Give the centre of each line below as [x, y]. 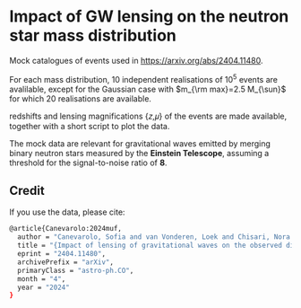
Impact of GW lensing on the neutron [149, 17]
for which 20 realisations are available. [81, 98]
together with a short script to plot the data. [90, 126]
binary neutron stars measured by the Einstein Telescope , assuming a [139, 153]
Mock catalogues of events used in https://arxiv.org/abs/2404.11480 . [136, 60]
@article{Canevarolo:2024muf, [66, 229]
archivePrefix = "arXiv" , [66, 262]
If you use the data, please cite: [67, 212]
